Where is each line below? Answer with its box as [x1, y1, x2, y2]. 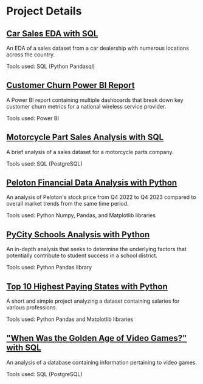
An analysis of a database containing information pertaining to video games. [6, 359, 198, 366]
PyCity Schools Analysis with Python [6, 229, 150, 240]
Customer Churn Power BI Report [6, 80, 135, 90]
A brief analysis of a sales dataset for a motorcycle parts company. [6, 148, 174, 155]
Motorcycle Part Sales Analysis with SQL [6, 132, 164, 143]
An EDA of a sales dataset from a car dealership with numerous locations [6, 44, 190, 52]
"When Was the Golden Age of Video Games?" [6, 333, 187, 343]
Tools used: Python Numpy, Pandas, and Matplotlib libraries [6, 212, 156, 219]
